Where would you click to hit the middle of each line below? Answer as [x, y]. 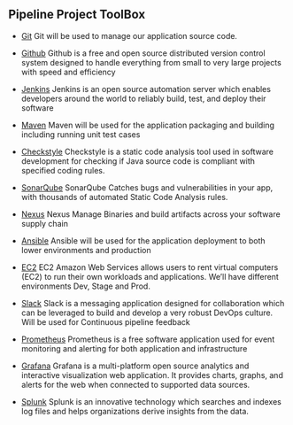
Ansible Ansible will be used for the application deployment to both [143, 240]
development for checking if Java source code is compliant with [138, 161]
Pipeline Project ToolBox [77, 15]
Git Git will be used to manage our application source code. [129, 35]
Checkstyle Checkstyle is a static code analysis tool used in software [147, 151]
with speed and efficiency [68, 72]
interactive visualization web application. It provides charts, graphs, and [152, 375]
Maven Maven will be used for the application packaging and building [148, 125]
